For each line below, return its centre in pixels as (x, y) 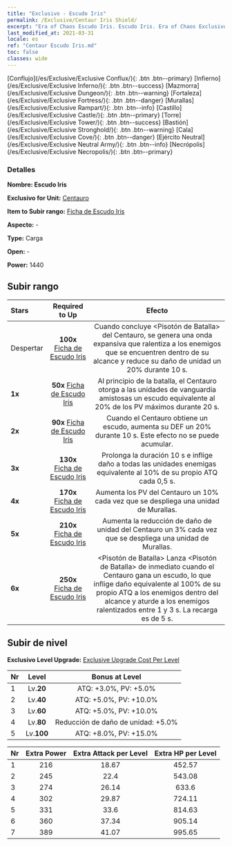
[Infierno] (207, 78)
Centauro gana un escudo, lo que (157, 575)
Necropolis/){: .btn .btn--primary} (125, 151)
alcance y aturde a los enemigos (157, 601)
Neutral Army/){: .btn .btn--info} (123, 144)
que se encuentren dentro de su (157, 352)
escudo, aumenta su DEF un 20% (157, 426)
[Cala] (184, 129)
